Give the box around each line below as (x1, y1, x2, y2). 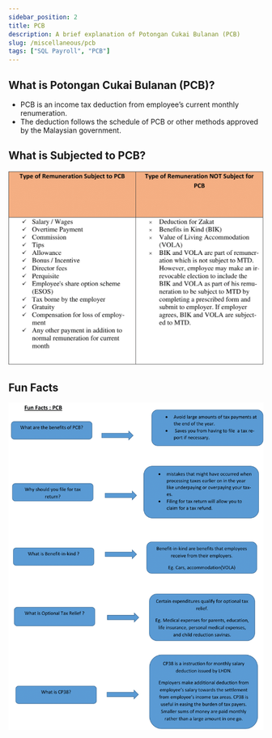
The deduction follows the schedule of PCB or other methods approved (19, 117, 259, 126)
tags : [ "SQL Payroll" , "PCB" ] (8, 47, 111, 56)
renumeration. (19, 108, 67, 117)
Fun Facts (8, 380, 59, 394)
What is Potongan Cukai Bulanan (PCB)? (8, 78, 215, 92)
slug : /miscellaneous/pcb (8, 39, 96, 47)
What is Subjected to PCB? (8, 149, 147, 163)
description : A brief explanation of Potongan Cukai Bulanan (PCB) (8, 30, 241, 38)
